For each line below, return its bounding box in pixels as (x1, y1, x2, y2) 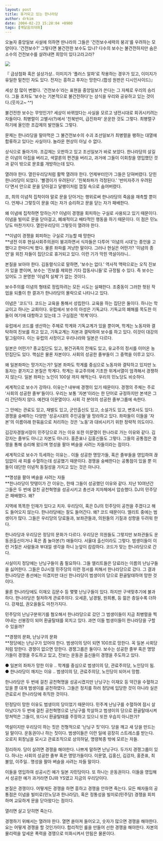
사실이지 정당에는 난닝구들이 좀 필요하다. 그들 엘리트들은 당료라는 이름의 (5, 561, 142, 566)
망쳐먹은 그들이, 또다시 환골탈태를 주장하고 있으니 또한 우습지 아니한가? (5, 714, 140, 720)
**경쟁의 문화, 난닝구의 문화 (5, 634, 57, 640)
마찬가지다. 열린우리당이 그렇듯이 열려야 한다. (14, 223, 100, 228)
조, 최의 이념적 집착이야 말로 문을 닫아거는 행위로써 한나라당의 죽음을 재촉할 (5, 194, 148, 200)
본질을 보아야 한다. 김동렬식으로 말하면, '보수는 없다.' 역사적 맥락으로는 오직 (5, 262, 147, 267)
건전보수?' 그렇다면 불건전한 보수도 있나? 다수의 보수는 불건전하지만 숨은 (20, 45, 158, 51)
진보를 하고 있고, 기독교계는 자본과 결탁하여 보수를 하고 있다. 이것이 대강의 (18, 329, 158, 335)
